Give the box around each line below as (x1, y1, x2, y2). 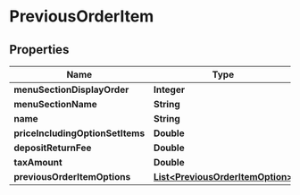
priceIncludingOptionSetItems (13, 127, 146, 140)
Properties (9, 42, 70, 57)
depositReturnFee (13, 141, 92, 154)
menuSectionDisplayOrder (13, 83, 129, 96)
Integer (153, 83, 186, 96)
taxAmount (13, 157, 62, 168)
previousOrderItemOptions (13, 171, 131, 182)
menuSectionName (13, 98, 98, 110)
